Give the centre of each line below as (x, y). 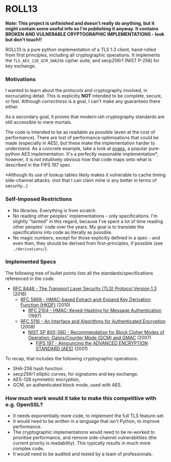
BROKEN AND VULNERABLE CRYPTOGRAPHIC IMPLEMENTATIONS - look (85, 34)
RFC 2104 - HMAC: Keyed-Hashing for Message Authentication (95, 310)
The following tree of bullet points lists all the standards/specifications (79, 273)
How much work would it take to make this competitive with (81, 398)
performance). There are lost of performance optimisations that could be (82, 138)
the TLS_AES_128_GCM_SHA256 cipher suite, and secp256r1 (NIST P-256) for (82, 60)
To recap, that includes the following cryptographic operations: (72, 358)
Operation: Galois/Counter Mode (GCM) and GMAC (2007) (90, 338)
